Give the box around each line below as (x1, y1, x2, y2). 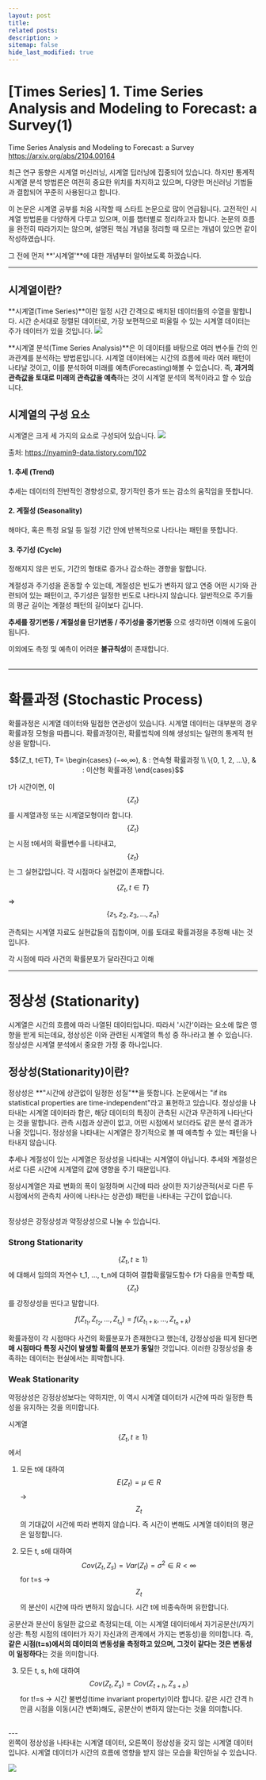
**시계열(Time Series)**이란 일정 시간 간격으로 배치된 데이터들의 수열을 (8, 306, 231, 316)
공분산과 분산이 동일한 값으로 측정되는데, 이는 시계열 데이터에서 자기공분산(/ (8, 1619, 241, 1628)
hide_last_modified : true (8, 48, 93, 56)
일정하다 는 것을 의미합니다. (16, 1648, 99, 1659)
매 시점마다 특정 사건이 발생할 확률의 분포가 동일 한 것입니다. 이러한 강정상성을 (8, 1343, 245, 1353)
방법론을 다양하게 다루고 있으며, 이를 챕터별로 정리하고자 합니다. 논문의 (22, 213, 241, 223)
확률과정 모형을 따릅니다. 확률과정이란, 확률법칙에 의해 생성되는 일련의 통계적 (8, 729, 245, 738)
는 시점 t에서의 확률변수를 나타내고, (8, 838, 116, 848)
